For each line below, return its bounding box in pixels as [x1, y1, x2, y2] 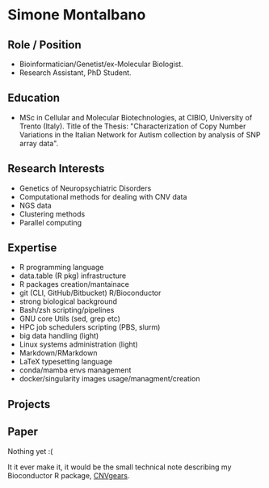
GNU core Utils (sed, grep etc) [19, 313, 120, 324]
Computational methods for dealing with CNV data [19, 191, 187, 201]
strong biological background [19, 297, 118, 306]
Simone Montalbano [7, 6, 146, 24]
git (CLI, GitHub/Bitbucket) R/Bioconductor [19, 288, 162, 298]
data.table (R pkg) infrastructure [19, 271, 127, 280]
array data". [19, 138, 59, 148]
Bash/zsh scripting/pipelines [19, 305, 115, 315]
